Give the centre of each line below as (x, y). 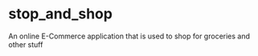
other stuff (26, 44)
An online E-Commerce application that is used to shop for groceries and (129, 36)
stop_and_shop (60, 14)
